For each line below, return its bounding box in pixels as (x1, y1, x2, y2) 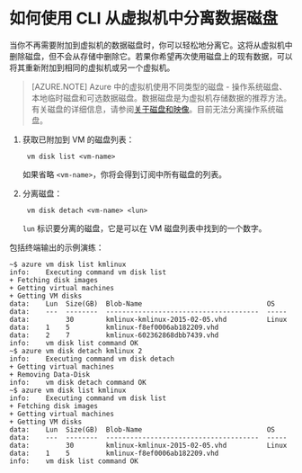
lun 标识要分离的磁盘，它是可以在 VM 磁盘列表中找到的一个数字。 (22, 222, 267, 234)
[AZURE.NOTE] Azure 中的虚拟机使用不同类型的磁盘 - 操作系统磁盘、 (31, 81, 288, 92)
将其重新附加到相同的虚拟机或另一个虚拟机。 (9, 62, 175, 73)
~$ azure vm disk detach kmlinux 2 (9, 346, 143, 355)
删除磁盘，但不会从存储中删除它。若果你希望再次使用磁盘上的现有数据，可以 (9, 50, 293, 61)
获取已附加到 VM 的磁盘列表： (22, 134, 135, 145)
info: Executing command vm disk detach (9, 354, 175, 363)
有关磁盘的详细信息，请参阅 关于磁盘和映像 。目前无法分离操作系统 (31, 103, 276, 114)
